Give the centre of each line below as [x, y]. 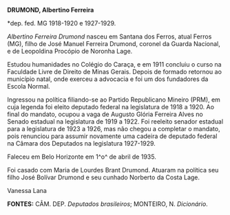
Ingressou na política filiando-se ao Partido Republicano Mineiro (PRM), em [114, 100]
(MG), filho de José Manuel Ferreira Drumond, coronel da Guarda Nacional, [114, 44]
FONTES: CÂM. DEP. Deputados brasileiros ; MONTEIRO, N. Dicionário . [107, 204]
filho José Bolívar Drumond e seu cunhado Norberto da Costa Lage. [104, 177]
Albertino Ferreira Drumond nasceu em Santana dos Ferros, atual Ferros [109, 36]
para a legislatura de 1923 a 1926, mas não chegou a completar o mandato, [114, 129]
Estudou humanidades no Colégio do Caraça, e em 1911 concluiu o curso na [114, 64]
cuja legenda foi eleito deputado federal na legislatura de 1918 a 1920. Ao [111, 107]
